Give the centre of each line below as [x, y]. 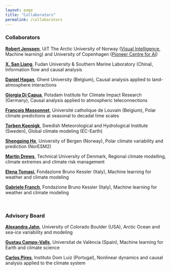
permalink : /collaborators [34, 19]
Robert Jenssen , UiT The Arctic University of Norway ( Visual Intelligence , [83, 49]
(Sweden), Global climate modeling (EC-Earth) [54, 131]
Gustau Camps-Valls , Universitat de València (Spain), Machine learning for [84, 242]
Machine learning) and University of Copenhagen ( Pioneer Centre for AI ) [82, 54]
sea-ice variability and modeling [39, 232]
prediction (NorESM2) [28, 146]
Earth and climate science [33, 247]
